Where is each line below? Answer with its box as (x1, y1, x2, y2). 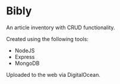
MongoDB (14, 60, 40, 67)
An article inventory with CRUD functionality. (6, 24, 115, 31)
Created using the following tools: (6, 35, 89, 42)
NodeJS (14, 46, 35, 54)
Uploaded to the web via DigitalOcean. (6, 71, 101, 78)
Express (14, 53, 35, 60)
